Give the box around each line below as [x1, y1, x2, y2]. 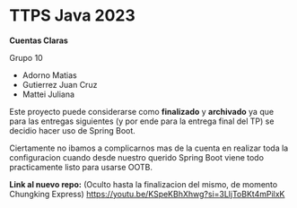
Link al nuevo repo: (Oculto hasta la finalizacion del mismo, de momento [9, 178, 278, 189]
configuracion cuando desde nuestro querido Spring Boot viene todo [9, 152, 265, 162]
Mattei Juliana [22, 89, 74, 100]
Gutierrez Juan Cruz [22, 79, 98, 90]
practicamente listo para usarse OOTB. [9, 161, 153, 172]
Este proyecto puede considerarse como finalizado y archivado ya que [9, 106, 275, 117]
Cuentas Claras [9, 35, 69, 46]
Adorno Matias [22, 69, 78, 81]
